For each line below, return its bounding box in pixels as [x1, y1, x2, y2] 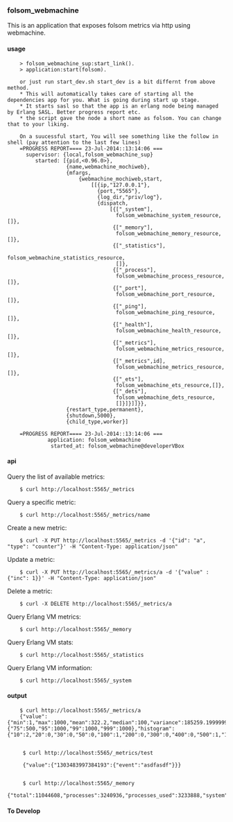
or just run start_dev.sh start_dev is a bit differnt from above [19, 78, 216, 85]
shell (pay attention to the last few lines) [7, 139, 141, 146]
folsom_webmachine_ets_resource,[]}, [115, 382, 225, 388]
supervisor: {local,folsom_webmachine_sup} [25, 151, 154, 158]
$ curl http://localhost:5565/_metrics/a [19, 707, 141, 714]
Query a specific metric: [7, 498, 76, 506]
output [7, 692, 28, 700]
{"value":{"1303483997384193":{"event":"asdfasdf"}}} [22, 762, 182, 769]
